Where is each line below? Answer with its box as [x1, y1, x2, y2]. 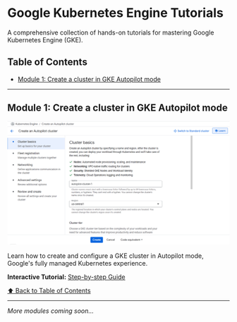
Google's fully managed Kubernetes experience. [7, 259, 148, 267]
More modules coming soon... [7, 306, 94, 315]
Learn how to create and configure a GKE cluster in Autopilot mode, [7, 252, 204, 260]
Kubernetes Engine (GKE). [7, 35, 83, 44]
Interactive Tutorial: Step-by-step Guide [7, 273, 126, 281]
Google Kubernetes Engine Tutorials [7, 5, 224, 21]
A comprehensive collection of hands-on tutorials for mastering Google [7, 28, 214, 37]
